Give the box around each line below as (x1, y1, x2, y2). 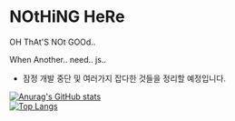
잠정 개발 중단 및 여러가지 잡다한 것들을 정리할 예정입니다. (22, 73, 227, 84)
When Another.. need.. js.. (9, 54, 107, 65)
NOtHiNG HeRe (9, 6, 125, 27)
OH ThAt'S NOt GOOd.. (9, 36, 96, 47)
